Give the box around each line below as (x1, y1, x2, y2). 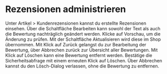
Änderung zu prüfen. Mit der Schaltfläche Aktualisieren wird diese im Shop (5, 36, 161, 42)
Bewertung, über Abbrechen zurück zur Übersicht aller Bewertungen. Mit (5, 47, 158, 53)
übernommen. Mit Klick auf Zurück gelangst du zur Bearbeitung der (5, 41, 147, 47)
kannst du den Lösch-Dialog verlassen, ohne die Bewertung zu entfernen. (5, 63, 159, 69)
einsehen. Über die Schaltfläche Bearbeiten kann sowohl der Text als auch (5, 25, 160, 31)
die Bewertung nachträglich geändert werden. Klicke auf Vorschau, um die (5, 31, 161, 37)
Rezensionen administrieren (5, 4, 126, 15)
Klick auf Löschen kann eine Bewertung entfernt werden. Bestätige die (5, 52, 153, 58)
